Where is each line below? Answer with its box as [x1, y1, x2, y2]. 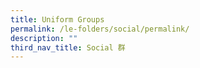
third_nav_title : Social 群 [10, 42, 126, 53]
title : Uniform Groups [10, 14, 105, 25]
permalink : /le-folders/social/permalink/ [10, 24, 190, 34]
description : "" [10, 33, 78, 43]
